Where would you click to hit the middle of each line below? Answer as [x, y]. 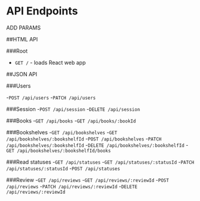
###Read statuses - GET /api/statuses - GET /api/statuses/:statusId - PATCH [100, 162]
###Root [17, 51]
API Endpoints [42, 11]
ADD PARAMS [23, 28]
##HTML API [22, 39]
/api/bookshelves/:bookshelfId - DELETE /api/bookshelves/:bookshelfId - [97, 145]
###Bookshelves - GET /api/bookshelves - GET [62, 132]
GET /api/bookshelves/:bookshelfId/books [59, 151]
